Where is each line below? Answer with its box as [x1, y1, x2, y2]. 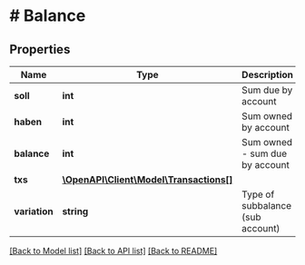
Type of [241, 188, 275, 201]
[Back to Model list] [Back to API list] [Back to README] [9, 246, 218, 256]
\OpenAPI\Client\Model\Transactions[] [62, 173, 233, 186]
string [62, 205, 89, 218]
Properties [9, 42, 71, 57]
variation [14, 205, 54, 218]
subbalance [241, 200, 292, 211]
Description [241, 69, 293, 81]
